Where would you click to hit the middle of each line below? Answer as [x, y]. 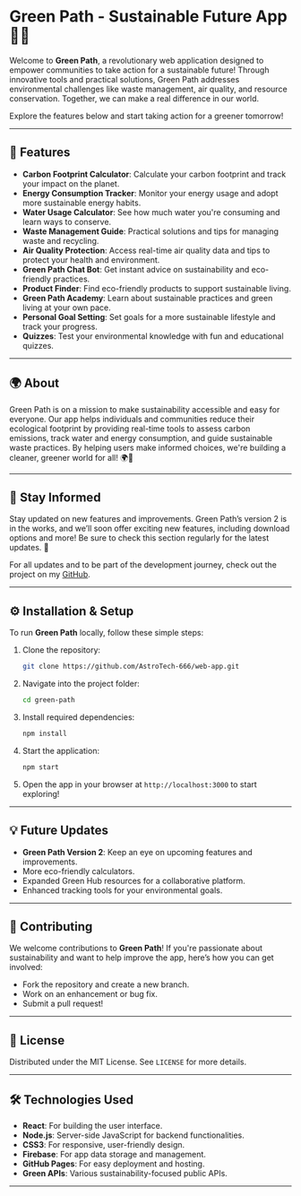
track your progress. [60, 326]
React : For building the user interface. [92, 1125]
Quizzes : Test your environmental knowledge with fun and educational [153, 336]
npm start [41, 767]
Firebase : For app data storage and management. [114, 1154]
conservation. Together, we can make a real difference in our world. [134, 98]
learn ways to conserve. [67, 221]
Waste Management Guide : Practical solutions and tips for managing [150, 231]
